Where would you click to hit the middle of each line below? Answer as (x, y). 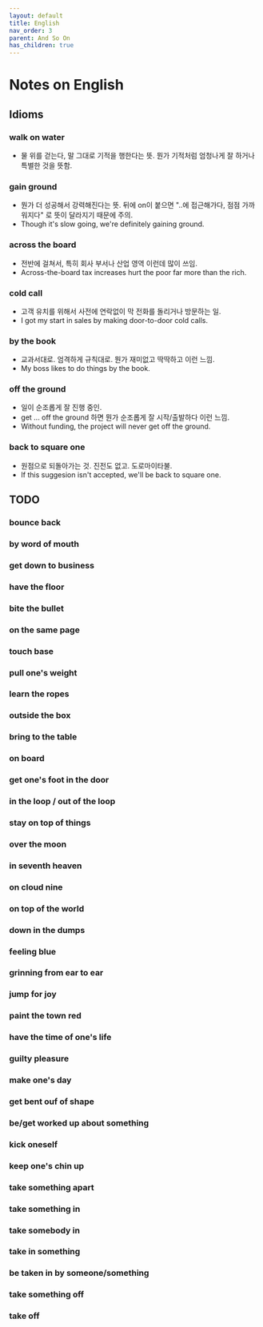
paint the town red (46, 1016)
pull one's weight (43, 672)
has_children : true (42, 46)
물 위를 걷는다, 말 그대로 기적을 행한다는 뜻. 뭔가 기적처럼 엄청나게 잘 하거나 (137, 155)
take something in (45, 1209)
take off (24, 1316)
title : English (34, 23)
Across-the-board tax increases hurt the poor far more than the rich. (133, 272)
